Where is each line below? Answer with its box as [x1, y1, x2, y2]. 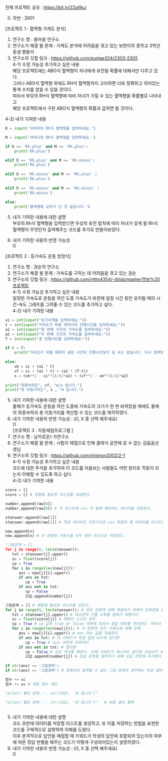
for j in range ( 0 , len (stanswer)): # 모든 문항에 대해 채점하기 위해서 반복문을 [5, 607, 159, 613]
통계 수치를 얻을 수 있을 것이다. [12, 87, 72, 92]
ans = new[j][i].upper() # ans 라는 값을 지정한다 [18, 631, 118, 636]
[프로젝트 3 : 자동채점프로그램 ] [12, 428, 73, 434]
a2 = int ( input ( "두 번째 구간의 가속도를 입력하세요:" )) [5, 331, 110, 337]
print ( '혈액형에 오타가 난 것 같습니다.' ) [14, 205, 90, 210]
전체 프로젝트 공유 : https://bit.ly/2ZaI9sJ [5, 5, 86, 10]
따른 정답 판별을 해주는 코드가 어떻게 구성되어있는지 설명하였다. [17, 739, 141, 745]
